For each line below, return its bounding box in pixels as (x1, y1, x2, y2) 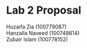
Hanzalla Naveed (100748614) (6, 29, 80, 36)
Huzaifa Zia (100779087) (6, 23, 67, 30)
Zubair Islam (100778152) (6, 36, 69, 43)
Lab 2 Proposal (6, 4, 82, 17)
